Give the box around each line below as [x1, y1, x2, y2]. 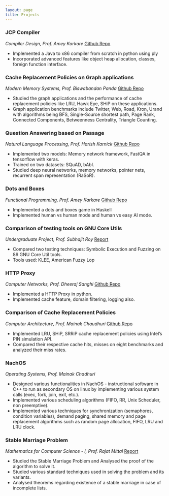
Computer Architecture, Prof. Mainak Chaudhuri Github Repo [5, 321, 133, 327]
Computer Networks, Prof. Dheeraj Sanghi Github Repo [5, 281, 121, 287]
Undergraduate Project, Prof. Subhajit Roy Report [5, 236, 109, 242]
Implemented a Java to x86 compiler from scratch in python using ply [12, 50, 158, 56]
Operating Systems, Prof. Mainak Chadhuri [5, 370, 95, 377]
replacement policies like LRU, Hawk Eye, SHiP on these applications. [12, 101, 158, 107]
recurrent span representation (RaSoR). [12, 172, 95, 178]
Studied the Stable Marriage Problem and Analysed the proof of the [12, 458, 154, 464]
